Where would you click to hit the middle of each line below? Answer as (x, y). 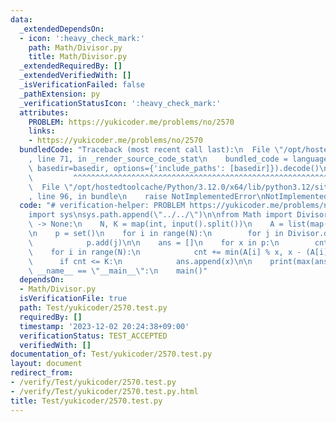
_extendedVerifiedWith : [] (75, 76)
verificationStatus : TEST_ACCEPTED (93, 336)
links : (42, 131)
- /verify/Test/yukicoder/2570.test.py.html (104, 391)
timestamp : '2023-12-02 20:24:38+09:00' (104, 326)
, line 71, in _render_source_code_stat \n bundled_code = (158, 159)
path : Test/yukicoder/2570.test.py (93, 308)
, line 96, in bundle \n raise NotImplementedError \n (147, 196)
